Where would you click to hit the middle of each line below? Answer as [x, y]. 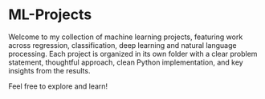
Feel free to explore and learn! [58, 86]
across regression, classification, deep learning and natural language [122, 45]
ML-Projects [50, 15]
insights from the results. [49, 70]
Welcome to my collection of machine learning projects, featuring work [126, 37]
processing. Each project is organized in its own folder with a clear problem [133, 53]
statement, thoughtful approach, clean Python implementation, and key [126, 62]
